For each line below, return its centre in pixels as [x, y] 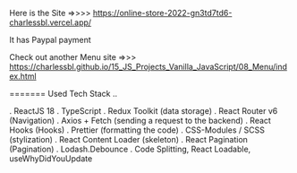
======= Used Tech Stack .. [64, 94]
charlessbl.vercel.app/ [51, 22]
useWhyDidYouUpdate [51, 159]
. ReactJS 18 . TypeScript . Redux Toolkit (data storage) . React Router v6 [144, 111]
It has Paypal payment [50, 40]
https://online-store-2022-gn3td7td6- [162, 13]
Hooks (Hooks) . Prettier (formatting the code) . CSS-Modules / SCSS [137, 130]
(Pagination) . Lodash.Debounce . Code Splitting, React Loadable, [130, 149]
